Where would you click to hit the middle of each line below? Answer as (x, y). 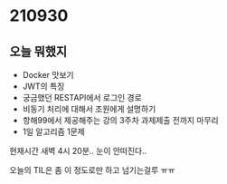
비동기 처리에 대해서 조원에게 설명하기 (89, 109)
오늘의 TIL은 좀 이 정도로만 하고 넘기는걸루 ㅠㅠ (92, 170)
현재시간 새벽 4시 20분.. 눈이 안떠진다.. (78, 151)
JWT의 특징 (43, 86)
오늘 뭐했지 (38, 51)
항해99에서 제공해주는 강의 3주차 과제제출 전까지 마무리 (120, 120)
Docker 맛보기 (48, 75)
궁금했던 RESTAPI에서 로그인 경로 (82, 97)
